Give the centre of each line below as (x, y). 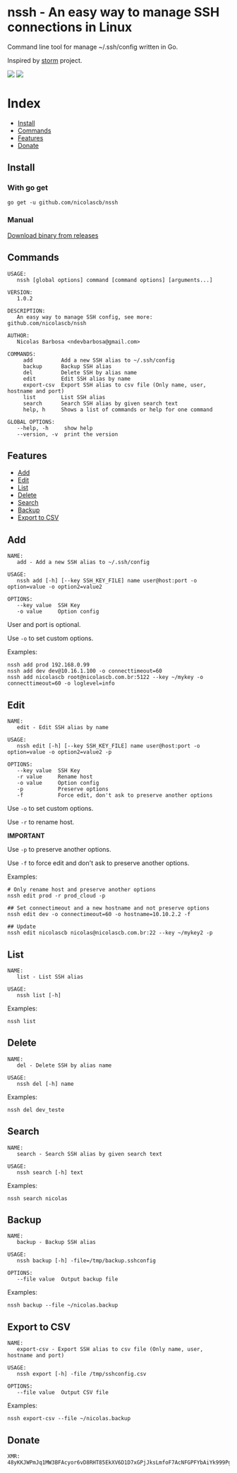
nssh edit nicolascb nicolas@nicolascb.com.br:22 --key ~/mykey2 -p (110, 933)
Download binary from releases (53, 235)
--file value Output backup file (67, 1279)
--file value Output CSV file (63, 1393)
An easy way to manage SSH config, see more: (85, 317)
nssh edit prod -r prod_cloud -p (56, 896)
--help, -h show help (55, 428)
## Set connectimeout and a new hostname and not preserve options (109, 908)
